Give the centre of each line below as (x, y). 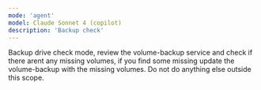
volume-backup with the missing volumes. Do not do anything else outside (130, 69)
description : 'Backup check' (56, 30)
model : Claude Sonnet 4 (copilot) (65, 23)
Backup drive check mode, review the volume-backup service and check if (130, 53)
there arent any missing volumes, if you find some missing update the (121, 61)
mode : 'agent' (32, 15)
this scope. (26, 78)
